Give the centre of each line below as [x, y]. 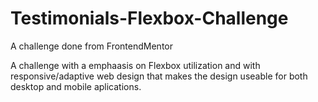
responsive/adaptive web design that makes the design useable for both [159, 76]
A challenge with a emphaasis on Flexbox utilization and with [135, 65]
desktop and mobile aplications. [76, 86]
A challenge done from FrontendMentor [91, 46]
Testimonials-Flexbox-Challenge [149, 18]
